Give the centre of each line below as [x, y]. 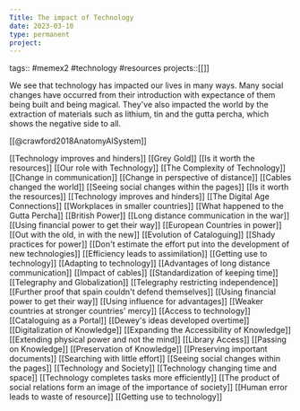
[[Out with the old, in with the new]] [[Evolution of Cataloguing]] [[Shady [142, 235]
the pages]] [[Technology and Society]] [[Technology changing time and [143, 368]
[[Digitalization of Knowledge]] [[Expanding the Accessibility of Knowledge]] [150, 330]
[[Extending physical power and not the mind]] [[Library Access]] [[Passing [148, 340]
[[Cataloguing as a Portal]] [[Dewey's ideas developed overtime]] [129, 320]
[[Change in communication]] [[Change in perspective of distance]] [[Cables [150, 178]
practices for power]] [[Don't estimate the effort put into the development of [149, 244]
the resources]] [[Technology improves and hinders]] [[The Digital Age [140, 197]
